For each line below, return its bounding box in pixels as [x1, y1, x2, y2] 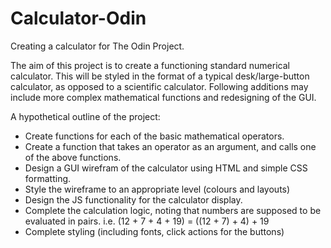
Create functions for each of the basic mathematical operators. [24, 130, 285, 142]
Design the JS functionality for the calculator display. [24, 193, 243, 206]
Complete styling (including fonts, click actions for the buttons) [24, 225, 285, 237]
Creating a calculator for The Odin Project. [10, 40, 185, 52]
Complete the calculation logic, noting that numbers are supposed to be [24, 204, 322, 216]
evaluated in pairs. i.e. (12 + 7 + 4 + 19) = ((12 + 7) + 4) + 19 [24, 215, 270, 227]
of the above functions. [24, 151, 122, 163]
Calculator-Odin [10, 7, 147, 30]
